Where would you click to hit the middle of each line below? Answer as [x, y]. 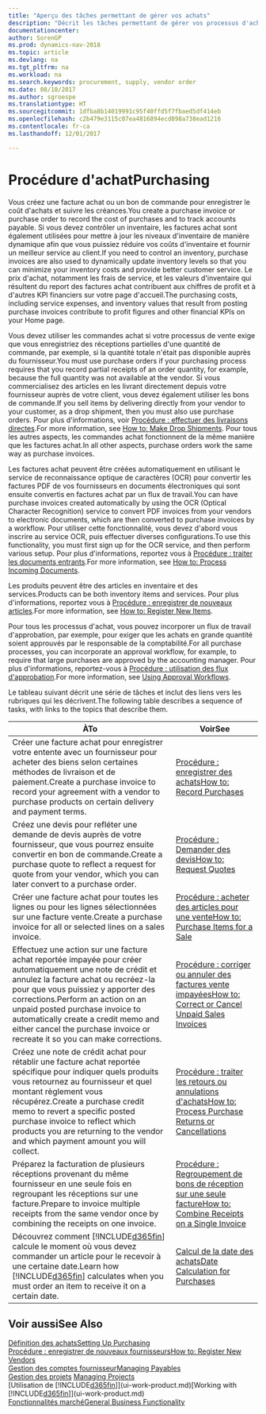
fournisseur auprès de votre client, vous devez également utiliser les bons [129, 395]
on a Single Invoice [211, 1223]
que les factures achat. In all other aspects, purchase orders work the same [131, 445]
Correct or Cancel [209, 1004]
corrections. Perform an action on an [79, 999]
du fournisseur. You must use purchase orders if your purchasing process [127, 360]
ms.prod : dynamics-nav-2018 [55, 45]
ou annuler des [203, 974]
